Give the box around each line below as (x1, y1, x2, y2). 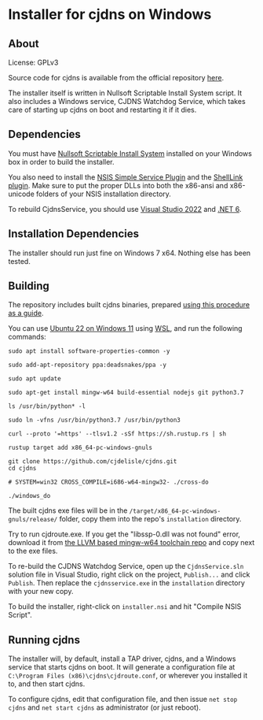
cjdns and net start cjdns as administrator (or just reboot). (8, 703, 202, 712)
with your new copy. (8, 587, 74, 596)
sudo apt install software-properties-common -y (8, 347, 170, 355)
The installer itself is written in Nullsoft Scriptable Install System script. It (8, 88, 243, 98)
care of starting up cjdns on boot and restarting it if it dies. (8, 105, 197, 114)
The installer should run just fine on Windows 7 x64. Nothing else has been (8, 248, 251, 258)
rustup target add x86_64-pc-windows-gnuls (8, 444, 153, 452)
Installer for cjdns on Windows (8, 6, 212, 24)
